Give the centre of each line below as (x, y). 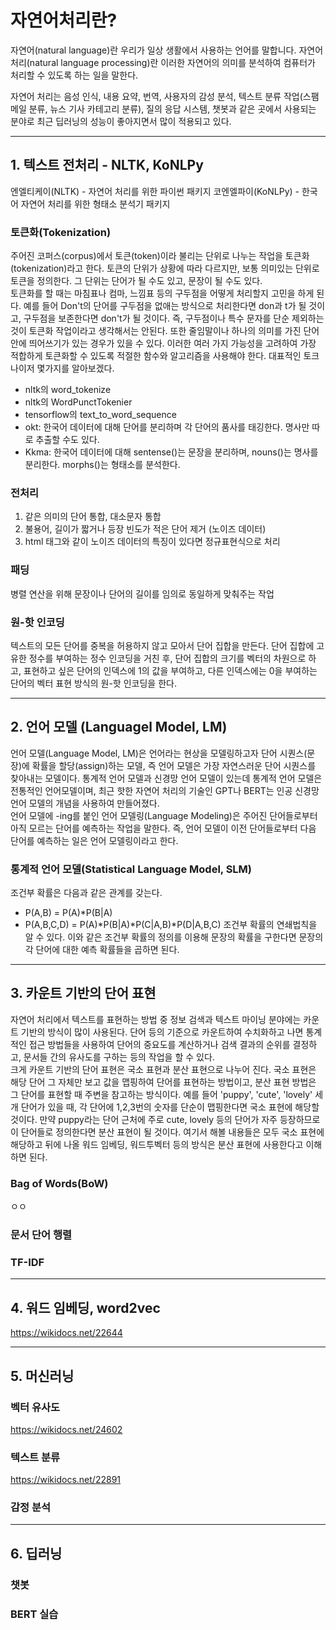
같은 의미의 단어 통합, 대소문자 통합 (93, 517)
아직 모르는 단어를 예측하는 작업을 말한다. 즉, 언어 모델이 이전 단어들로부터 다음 (163, 828)
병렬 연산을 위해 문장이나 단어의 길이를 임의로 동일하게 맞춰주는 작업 (142, 593)
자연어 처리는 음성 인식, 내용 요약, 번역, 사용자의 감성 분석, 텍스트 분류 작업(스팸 (165, 96)
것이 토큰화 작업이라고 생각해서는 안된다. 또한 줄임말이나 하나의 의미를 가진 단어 (165, 331)
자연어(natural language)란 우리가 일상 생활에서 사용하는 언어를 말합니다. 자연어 (167, 50)
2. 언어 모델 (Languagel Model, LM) (119, 727)
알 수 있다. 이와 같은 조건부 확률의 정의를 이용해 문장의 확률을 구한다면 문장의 (174, 937)
